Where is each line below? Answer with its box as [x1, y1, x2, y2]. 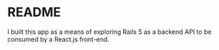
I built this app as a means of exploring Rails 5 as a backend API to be [7, 27, 212, 36]
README [7, 4, 61, 20]
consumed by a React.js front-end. [7, 35, 110, 43]
